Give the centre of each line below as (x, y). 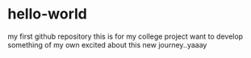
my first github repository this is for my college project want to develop (125, 36)
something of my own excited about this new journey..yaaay (107, 44)
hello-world (48, 14)
